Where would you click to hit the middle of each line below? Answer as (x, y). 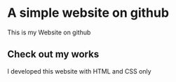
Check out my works (53, 54)
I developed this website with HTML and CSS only (80, 71)
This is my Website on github (49, 32)
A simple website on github (88, 13)
